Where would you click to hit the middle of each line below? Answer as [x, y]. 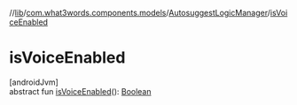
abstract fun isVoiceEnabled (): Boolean [80, 91]
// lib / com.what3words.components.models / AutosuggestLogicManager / [140, 13]
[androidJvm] [34, 82]
